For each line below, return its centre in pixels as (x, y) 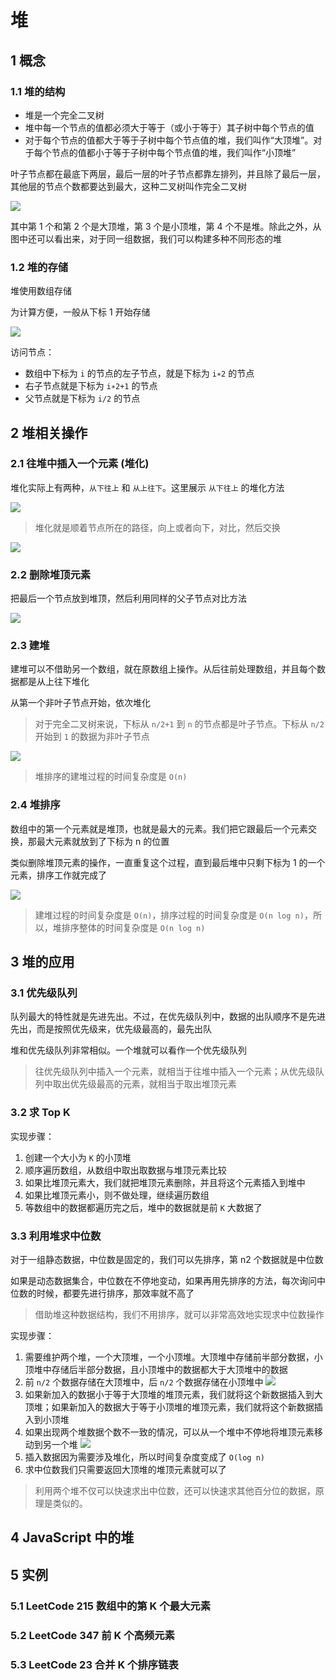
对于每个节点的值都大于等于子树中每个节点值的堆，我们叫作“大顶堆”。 (169, 140)
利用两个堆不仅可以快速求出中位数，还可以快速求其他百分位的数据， (175, 1491)
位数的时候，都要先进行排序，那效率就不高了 (102, 1293)
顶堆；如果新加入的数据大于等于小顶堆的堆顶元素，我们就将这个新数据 (169, 1407)
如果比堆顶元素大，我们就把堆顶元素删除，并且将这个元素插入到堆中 (165, 1182)
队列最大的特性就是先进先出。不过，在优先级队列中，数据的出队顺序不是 (159, 1017)
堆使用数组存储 (41, 291)
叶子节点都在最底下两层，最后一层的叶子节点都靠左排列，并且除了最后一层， (168, 173)
